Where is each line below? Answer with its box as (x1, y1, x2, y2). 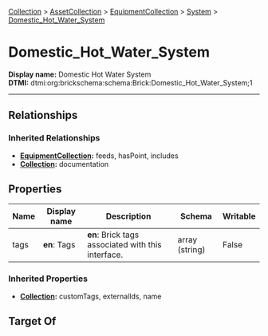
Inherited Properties (8, 273, 88, 284)
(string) (177, 244, 206, 255)
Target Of (8, 314, 57, 328)
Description (105, 211, 152, 222)
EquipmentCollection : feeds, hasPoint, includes (19, 151, 179, 160)
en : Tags (42, 239, 76, 251)
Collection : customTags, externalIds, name (19, 291, 162, 301)
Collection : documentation (19, 159, 109, 168)
